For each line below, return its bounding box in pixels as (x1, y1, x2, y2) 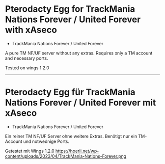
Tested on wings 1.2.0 (5, 65, 50, 71)
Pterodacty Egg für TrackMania (5, 87, 136, 98)
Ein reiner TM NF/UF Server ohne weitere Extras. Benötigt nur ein (5, 133, 137, 139)
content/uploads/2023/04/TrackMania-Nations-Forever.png (5, 153, 127, 159)
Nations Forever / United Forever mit (5, 97, 156, 109)
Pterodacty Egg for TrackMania (5, 3, 135, 15)
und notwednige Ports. (23, 138, 70, 144)
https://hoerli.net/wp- (55, 148, 99, 154)
